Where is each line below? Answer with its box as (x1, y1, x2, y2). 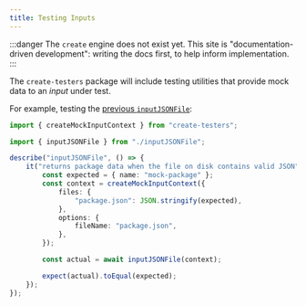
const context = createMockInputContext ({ (42, 179, 206, 188)
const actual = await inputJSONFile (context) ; (42, 255, 222, 264)
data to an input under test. (9, 85, 111, 96)
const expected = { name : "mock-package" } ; (42, 171, 214, 180)
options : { (57, 213, 100, 222)
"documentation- (229, 38, 294, 49)
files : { (57, 187, 92, 196)
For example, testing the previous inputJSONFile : (9, 102, 193, 114)
